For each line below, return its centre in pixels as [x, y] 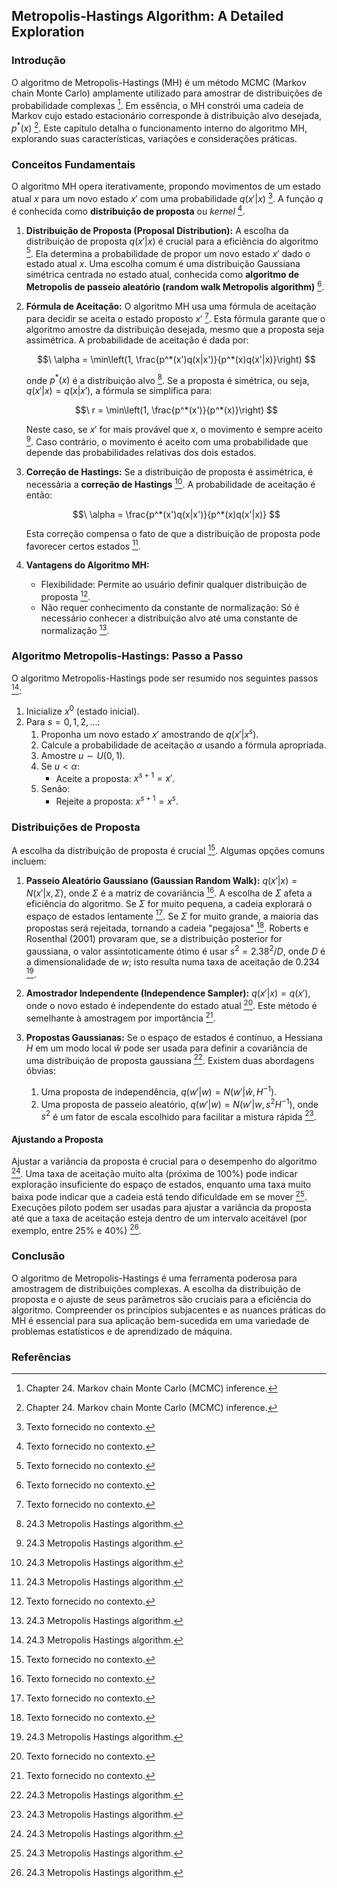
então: [39, 495]
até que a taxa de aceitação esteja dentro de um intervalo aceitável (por [159, 1218]
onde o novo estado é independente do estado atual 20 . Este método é [171, 1004]
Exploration [48, 32]
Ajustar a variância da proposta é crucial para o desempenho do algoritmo [164, 1161]
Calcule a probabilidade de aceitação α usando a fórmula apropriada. [183, 745]
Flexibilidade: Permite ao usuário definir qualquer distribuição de [174, 585]
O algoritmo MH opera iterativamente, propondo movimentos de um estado [166, 186]
